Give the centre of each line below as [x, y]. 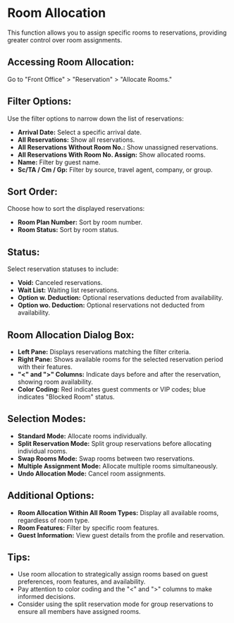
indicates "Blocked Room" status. [66, 397]
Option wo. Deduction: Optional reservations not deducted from [111, 306]
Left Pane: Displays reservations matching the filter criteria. [104, 352]
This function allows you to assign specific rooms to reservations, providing [117, 32]
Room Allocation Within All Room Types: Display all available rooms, [118, 512]
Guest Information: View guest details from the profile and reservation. [121, 535]
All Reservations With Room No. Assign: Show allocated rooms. [111, 155]
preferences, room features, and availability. [81, 582]
